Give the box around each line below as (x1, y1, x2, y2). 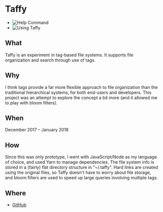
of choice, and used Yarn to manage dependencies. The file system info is (5, 159, 155, 165)
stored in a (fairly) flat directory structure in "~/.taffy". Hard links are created (5, 165, 158, 170)
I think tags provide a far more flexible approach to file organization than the (5, 84, 158, 90)
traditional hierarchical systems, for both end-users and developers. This (5, 89, 152, 95)
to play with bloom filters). (5, 100, 58, 106)
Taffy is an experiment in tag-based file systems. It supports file (5, 52, 134, 58)
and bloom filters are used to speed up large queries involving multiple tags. (5, 175, 158, 181)
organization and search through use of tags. (5, 57, 96, 63)
